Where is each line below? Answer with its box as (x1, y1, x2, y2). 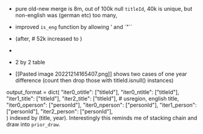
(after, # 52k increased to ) (15, 35, 82, 42)
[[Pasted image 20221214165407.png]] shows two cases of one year (15, 70, 187, 78)
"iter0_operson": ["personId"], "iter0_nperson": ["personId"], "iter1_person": (6, 101, 197, 109)
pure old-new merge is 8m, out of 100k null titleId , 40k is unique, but (15, 5, 193, 12)
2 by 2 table (15, 59, 46, 65)
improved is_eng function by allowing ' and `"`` (15, 24, 133, 30)
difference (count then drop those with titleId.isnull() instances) (15, 77, 174, 84)
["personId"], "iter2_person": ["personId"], (6, 108, 113, 115)
